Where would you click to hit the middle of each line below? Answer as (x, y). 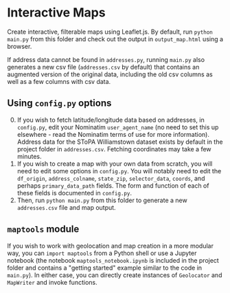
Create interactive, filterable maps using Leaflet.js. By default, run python (110, 32)
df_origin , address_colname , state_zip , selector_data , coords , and (111, 178)
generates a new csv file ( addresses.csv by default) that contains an (103, 67)
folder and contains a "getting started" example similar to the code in (105, 268)
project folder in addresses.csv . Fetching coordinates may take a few (114, 149)
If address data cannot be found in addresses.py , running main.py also (106, 59)
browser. (20, 46)
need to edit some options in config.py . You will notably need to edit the (119, 171)
